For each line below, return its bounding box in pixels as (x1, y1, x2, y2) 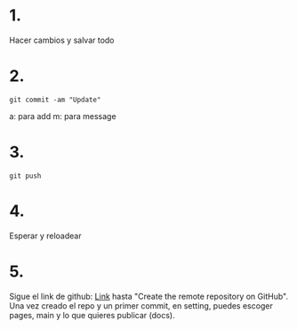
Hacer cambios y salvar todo (9, 35, 115, 45)
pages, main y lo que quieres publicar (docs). (9, 309, 175, 320)
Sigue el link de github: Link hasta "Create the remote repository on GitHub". (9, 291, 289, 301)
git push (9, 171, 42, 181)
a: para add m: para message (9, 110, 117, 121)
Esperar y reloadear (9, 230, 82, 241)
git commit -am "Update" (9, 95, 101, 104)
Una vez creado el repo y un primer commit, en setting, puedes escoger (9, 300, 273, 311)
